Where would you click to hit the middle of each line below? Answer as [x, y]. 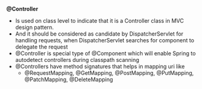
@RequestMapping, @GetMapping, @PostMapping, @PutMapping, [109, 73]
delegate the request [42, 47]
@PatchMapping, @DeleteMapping [69, 79]
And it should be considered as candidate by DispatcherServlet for [99, 34]
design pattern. [34, 27]
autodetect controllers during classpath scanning [77, 60]
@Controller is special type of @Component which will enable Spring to [105, 53]
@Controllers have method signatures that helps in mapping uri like [100, 66]
